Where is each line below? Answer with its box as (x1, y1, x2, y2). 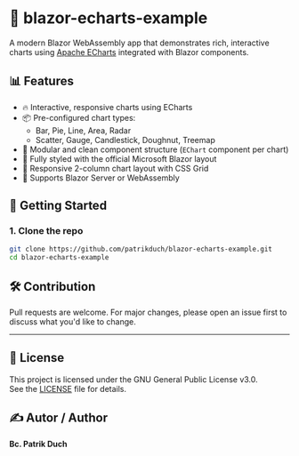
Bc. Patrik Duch (9, 438, 68, 449)
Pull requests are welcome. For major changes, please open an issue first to (9, 307, 287, 317)
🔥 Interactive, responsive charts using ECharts (21, 101, 193, 112)
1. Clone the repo (9, 225, 84, 237)
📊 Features (9, 74, 74, 89)
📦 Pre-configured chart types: (21, 112, 136, 123)
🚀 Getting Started (9, 198, 108, 213)
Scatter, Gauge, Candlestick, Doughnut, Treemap (35, 134, 215, 145)
